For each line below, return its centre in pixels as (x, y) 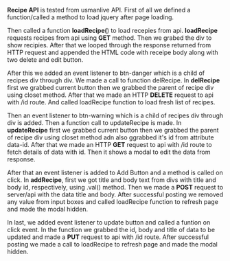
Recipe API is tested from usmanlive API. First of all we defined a (99, 10)
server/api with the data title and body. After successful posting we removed (115, 194)
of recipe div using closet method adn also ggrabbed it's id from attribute (111, 137)
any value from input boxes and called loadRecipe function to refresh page (113, 202)
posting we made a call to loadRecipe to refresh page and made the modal (112, 244)
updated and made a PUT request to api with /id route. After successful (108, 237)
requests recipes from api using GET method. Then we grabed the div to (110, 38)
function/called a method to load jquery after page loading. (90, 17)
